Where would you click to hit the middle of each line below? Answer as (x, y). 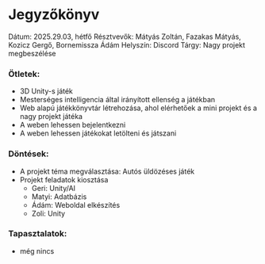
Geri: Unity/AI (54, 188)
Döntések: (29, 154)
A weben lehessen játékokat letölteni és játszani (98, 133)
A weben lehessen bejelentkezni (73, 125)
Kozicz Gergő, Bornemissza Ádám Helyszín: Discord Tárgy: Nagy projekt (127, 44)
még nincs (37, 251)
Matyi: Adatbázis (59, 197)
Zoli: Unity (48, 213)
